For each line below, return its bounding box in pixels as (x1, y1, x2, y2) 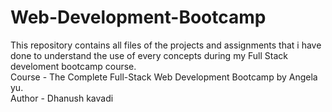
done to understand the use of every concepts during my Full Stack (10, 49, 288, 61)
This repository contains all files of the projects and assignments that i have (10, 39, 322, 51)
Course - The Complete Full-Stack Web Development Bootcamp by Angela (10, 71, 318, 83)
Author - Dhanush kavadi (10, 92, 114, 104)
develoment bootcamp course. (10, 60, 137, 72)
